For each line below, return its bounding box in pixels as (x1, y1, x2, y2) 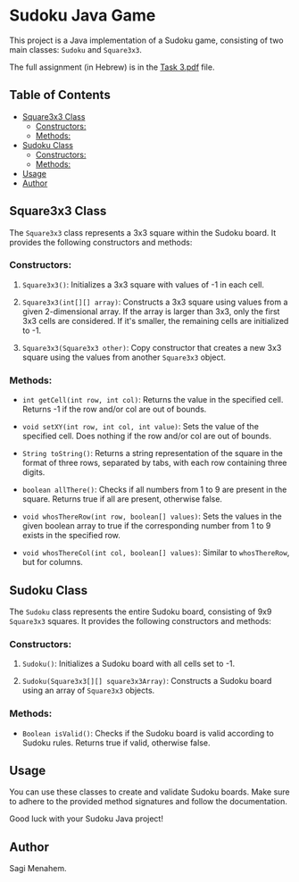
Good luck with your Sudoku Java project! (9, 813, 163, 824)
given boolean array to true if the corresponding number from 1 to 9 (21, 520, 271, 531)
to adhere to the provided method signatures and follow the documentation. (9, 796, 288, 807)
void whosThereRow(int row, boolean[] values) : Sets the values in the (21, 511, 283, 522)
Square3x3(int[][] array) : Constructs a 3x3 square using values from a (21, 296, 288, 307)
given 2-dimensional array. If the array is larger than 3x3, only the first (21, 305, 280, 317)
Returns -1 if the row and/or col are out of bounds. (21, 404, 207, 415)
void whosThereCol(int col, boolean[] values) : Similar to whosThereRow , (21, 547, 290, 558)
